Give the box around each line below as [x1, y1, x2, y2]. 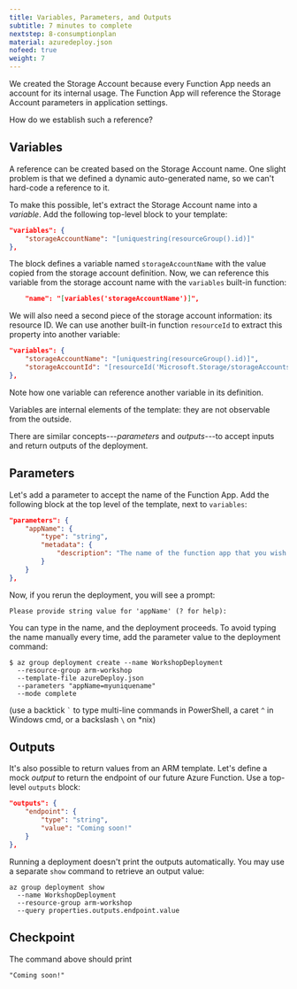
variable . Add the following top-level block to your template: [9, 209, 228, 220]
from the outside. [9, 413, 72, 424]
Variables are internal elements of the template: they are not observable [9, 404, 270, 414]
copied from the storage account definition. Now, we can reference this [9, 267, 270, 279]
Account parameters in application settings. [9, 97, 168, 107]
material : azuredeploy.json [9, 37, 113, 47]
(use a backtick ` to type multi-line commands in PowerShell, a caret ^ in [9, 705, 274, 715]
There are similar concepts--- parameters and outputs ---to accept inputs [9, 430, 275, 441]
